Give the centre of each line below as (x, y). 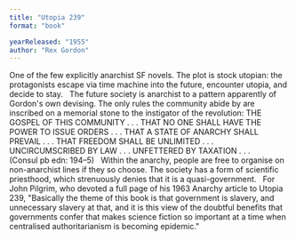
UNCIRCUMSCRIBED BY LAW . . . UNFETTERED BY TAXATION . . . (130, 151)
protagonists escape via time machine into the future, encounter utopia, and (148, 84)
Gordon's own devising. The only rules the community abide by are (132, 104)
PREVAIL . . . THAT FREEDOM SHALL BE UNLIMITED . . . (112, 141)
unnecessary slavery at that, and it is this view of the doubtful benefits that (146, 208)
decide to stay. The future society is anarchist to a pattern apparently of (143, 94)
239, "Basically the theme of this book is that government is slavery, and (142, 198)
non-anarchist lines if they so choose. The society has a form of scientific (144, 170)
